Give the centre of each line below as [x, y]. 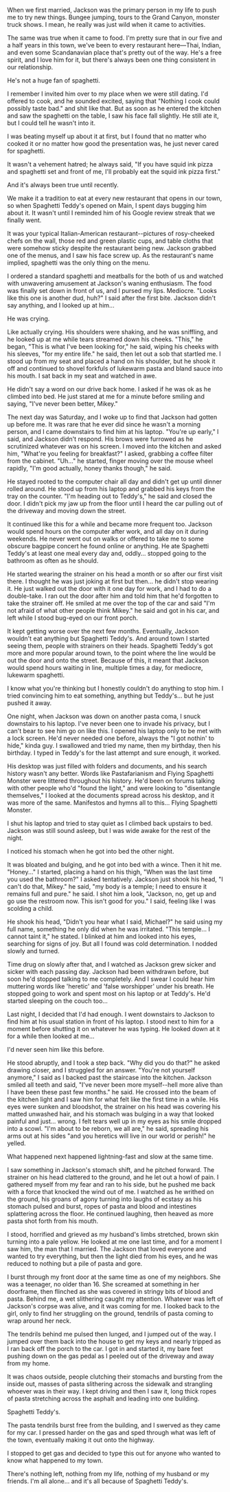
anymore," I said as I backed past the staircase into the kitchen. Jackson [109, 1077]
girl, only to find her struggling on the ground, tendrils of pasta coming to [111, 1313]
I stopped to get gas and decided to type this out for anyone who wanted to [114, 1453]
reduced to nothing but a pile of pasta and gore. [75, 1264]
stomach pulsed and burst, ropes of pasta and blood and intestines [102, 1206]
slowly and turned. [33, 951]
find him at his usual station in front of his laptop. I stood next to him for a [111, 1021]
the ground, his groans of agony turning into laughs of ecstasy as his [104, 1199]
